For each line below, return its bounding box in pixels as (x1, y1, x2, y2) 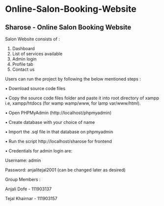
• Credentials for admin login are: (5, 148, 73, 153)
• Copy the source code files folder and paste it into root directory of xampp (5, 95, 160, 101)
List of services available (12, 51, 63, 57)
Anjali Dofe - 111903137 (5, 186, 52, 192)
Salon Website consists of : (5, 36, 60, 42)
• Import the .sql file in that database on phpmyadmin (5, 129, 113, 135)
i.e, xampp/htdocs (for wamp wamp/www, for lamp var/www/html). (5, 100, 141, 106)
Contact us (12, 66, 35, 72)
